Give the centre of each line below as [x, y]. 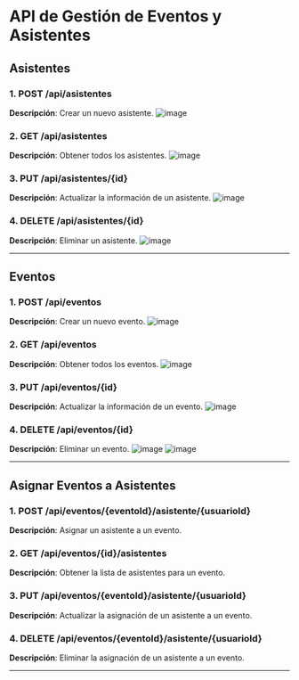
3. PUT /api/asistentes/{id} [69, 178]
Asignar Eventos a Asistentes [93, 485]
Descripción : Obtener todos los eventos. [84, 364]
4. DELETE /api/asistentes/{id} [77, 221]
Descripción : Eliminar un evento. [69, 449]
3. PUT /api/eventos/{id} [64, 387]
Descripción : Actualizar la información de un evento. [106, 406]
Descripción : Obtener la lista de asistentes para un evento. [117, 573]
